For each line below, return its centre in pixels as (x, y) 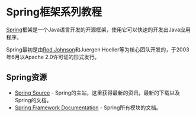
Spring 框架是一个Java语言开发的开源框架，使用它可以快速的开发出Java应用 (98, 30)
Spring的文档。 (33, 100)
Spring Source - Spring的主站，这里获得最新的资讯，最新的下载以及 (97, 93)
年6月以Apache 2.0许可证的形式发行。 (53, 57)
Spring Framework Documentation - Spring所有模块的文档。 (88, 108)
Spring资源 (27, 77)
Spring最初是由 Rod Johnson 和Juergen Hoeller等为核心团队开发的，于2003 (98, 49)
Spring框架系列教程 (54, 12)
